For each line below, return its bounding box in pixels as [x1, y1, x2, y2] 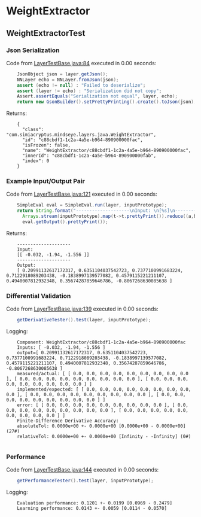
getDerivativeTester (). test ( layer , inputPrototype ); [17, 317, 151, 323]
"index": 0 [22, 158, 50, 164]
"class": [22, 127, 44, 133]
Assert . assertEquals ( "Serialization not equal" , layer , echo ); [17, 93, 178, 99]
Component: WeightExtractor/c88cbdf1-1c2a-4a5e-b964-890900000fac [17, 339, 186, 345]
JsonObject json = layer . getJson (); [17, 71, 109, 77]
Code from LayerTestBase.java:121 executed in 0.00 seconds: [6, 190, 157, 198]
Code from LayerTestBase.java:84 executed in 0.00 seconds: [6, 59, 157, 66]
